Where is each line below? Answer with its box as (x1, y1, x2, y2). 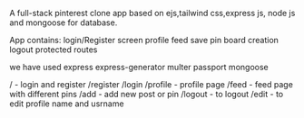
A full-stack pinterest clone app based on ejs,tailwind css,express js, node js (9, 8, 296, 18)
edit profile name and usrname (9, 98, 124, 109)
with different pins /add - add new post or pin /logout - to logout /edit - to (9, 89, 284, 99)
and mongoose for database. (9, 17, 118, 28)
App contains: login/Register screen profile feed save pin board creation (9, 35, 279, 45)
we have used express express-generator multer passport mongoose (9, 62, 270, 72)
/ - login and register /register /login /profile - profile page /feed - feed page (9, 79, 293, 89)
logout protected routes (9, 44, 98, 55)
